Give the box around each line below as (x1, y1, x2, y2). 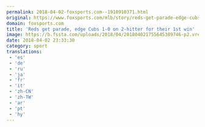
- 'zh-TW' (9, 94, 34, 100)
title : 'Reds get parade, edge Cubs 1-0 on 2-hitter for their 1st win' (6, 26, 195, 32)
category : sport (6, 43, 48, 49)
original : (6, 15, 32, 21)
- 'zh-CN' (9, 89, 34, 95)
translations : (6, 49, 43, 55)
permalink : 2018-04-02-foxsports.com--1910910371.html (6, 9, 149, 15)
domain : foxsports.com (6, 20, 64, 26)
